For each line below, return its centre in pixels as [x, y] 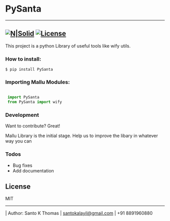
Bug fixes [23, 165]
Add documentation [33, 170]
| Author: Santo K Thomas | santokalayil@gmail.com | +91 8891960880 [79, 213]
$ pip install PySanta [29, 70]
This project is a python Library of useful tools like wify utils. [68, 46]
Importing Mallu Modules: [37, 82]
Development [22, 115]
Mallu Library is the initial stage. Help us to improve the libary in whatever [82, 136]
